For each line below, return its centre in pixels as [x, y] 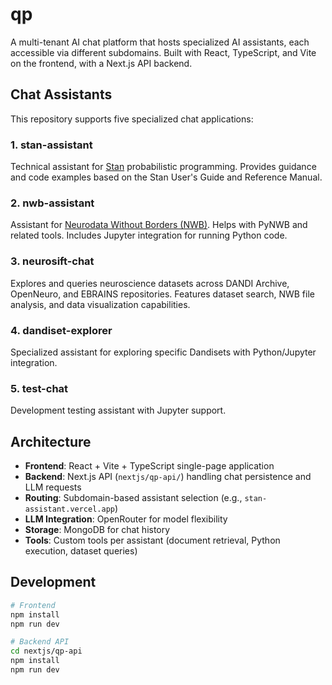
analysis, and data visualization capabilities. [100, 304]
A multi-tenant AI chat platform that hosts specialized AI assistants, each [160, 42]
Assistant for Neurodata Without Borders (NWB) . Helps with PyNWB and [159, 225]
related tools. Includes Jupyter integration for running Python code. [149, 235]
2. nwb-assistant [52, 203]
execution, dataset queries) [81, 551]
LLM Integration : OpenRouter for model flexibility [126, 519]
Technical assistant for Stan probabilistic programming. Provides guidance [163, 167]
